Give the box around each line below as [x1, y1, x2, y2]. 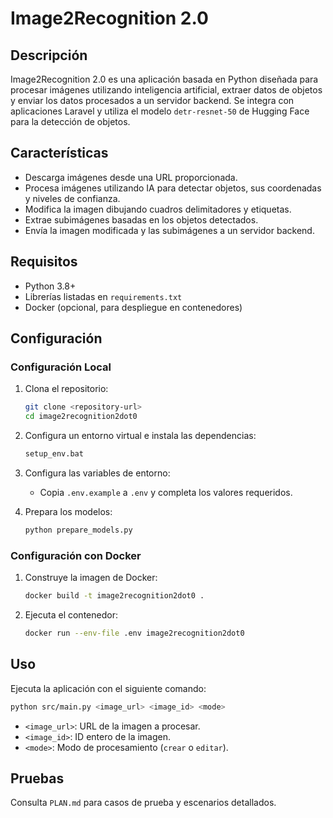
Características [10, 145, 109, 162]
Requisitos [10, 253, 78, 271]
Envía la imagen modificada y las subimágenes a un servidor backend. [24, 224, 315, 236]
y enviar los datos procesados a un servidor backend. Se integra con [10, 95, 295, 106]
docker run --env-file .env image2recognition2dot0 [24, 628, 245, 638]
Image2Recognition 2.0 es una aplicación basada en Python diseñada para [10, 73, 319, 85]
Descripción [10, 47, 88, 64]
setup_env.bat [24, 449, 84, 459]
